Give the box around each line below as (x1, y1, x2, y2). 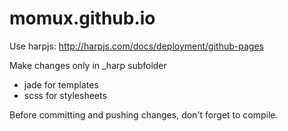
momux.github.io (9, 7, 156, 30)
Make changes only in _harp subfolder (9, 59, 167, 71)
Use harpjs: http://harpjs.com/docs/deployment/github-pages (9, 40, 264, 52)
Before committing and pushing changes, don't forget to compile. (9, 108, 279, 121)
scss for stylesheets (23, 89, 107, 101)
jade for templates (23, 78, 99, 91)
